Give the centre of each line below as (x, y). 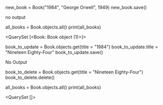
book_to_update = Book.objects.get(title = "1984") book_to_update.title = (82, 47)
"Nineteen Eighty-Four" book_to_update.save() (54, 52)
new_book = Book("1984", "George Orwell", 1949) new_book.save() (76, 7)
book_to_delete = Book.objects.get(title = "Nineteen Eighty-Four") (74, 72)
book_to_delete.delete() (30, 77)
